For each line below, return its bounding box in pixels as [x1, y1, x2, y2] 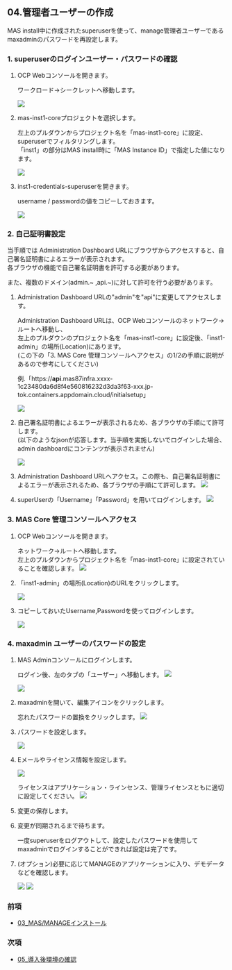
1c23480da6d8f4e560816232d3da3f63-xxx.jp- [17, 383, 154, 391]
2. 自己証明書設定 [7, 229, 66, 239]
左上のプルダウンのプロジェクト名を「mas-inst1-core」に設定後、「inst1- [17, 334, 226, 342]
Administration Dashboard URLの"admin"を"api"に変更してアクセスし [17, 293, 216, 301]
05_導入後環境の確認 [17, 955, 77, 963]
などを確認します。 [17, 869, 72, 876]
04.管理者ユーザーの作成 [7, 6, 114, 19]
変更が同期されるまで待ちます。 [17, 821, 109, 830]
